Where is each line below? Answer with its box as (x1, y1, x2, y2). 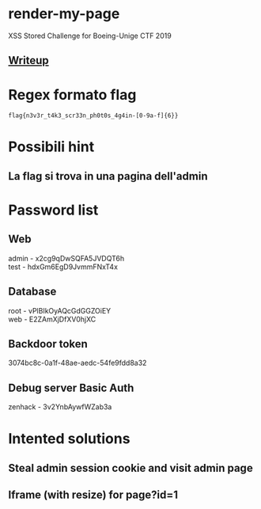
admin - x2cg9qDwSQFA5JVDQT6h (8, 253, 125, 263)
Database (8, 285, 57, 298)
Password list (8, 201, 99, 219)
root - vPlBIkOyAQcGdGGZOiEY (8, 306, 112, 315)
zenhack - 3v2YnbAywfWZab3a (8, 402, 112, 412)
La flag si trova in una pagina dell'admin (8, 169, 208, 183)
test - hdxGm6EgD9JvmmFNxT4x (8, 262, 119, 272)
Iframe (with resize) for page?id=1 (8, 488, 179, 502)
